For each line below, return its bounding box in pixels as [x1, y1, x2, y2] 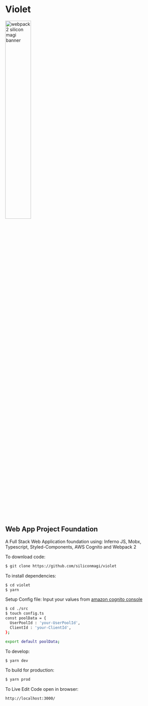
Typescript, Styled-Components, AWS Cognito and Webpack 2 [5, 543, 137, 550]
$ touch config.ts [5, 611, 44, 616]
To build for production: [5, 667, 55, 673]
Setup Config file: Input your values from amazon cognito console [5, 596, 143, 602]
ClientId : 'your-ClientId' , [10, 625, 71, 630]
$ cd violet [5, 583, 30, 588]
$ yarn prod [5, 677, 30, 682]
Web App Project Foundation [5, 525, 98, 534]
